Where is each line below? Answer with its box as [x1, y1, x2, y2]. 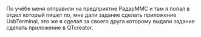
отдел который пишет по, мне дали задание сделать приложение [6, 11, 177, 18]
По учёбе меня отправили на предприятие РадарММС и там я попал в [6, 5, 190, 12]
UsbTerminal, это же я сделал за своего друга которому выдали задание [6, 18, 196, 24]
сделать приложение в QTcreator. [6, 24, 94, 31]
